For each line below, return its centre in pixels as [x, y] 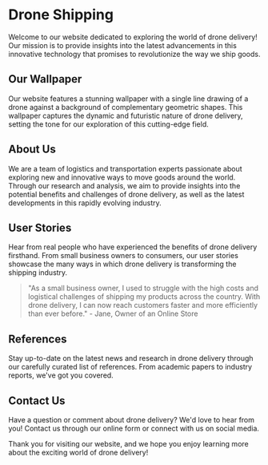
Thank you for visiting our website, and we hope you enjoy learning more [129, 444]
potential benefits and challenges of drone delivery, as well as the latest [126, 194]
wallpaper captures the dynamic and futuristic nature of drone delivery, [126, 115]
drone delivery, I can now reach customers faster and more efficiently [143, 305]
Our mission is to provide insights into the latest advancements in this [123, 45]
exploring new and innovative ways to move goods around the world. [122, 177]
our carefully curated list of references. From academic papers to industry [130, 367]
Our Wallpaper [45, 79]
